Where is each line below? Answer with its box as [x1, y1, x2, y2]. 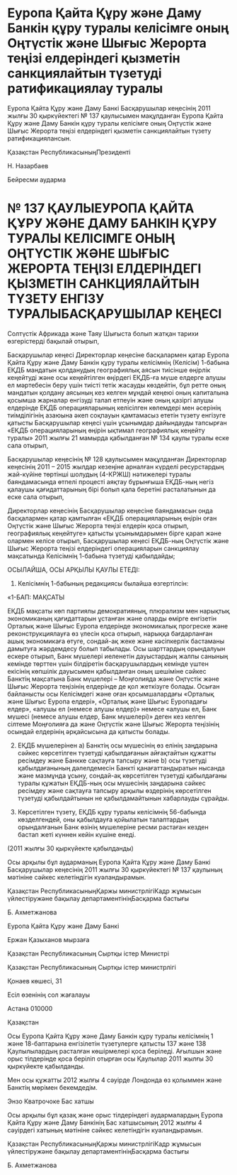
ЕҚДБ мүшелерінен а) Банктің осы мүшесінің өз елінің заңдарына [17, 740, 218, 750]
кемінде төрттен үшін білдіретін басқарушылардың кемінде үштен [7, 659, 209, 668]
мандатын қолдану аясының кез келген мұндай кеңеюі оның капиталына [7, 388, 229, 397]
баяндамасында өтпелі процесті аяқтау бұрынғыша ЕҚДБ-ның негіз [7, 477, 214, 486]
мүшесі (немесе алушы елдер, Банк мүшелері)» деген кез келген [7, 712, 206, 721]
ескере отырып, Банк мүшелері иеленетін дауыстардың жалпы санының [7, 652, 229, 660]
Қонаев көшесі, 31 [7, 976, 62, 985]
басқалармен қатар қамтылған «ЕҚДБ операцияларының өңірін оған [7, 513, 217, 523]
